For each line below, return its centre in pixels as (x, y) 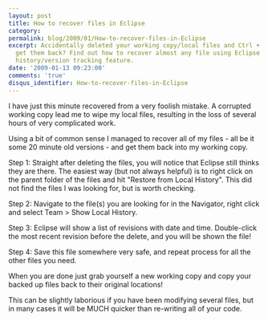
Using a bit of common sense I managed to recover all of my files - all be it (131, 138)
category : (25, 30)
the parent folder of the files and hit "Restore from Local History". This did (130, 179)
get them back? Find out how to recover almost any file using (123, 53)
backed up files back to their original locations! (85, 284)
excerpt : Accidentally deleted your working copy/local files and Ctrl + (134, 46)
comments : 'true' (37, 75)
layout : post (30, 16)
